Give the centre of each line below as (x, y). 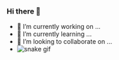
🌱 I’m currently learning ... (54, 34)
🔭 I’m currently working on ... (58, 27)
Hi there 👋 (24, 11)
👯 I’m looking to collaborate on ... (64, 42)
